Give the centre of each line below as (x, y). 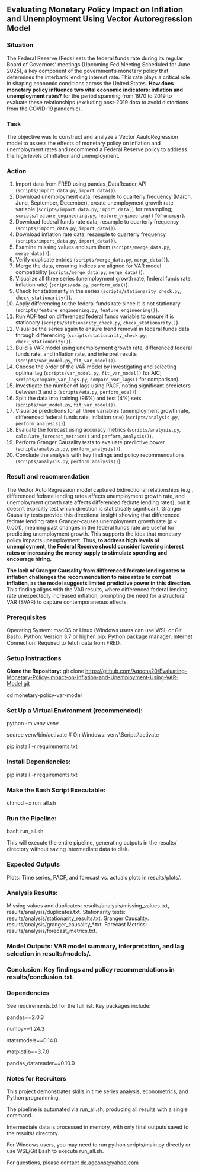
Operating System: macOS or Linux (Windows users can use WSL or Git (94, 630)
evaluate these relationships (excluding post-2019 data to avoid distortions (97, 102)
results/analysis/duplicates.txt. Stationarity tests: (66, 912)
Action (17, 171)
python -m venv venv (33, 724)
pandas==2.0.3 (25, 1017)
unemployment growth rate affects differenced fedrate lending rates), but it (98, 502)
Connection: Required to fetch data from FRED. (64, 642)
